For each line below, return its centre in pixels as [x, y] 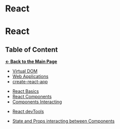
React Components [32, 97]
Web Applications [30, 76]
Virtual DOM [25, 71]
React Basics [26, 91]
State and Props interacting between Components [63, 121]
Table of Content [31, 49]
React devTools [28, 112]
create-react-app [30, 82]
